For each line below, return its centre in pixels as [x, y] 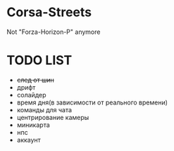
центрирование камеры [53, 117]
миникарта [33, 125]
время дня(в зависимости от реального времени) [92, 102]
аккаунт [29, 140]
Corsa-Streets [49, 12]
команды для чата [44, 109]
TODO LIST [39, 60]
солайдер [31, 95]
